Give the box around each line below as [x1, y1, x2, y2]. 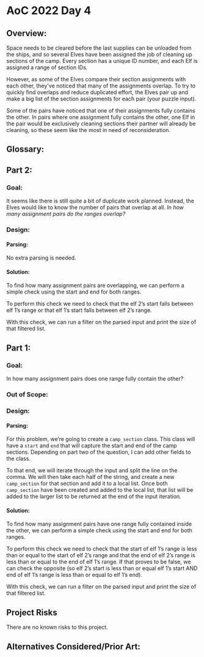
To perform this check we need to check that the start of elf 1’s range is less [6, 545, 197, 552]
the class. [6, 455, 31, 462]
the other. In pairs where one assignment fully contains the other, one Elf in [6, 114, 195, 121]
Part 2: [6, 165, 32, 175]
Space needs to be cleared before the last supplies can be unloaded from [6, 44, 192, 51]
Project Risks [6, 607, 57, 618]
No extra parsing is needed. [6, 254, 76, 262]
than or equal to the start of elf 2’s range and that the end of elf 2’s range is [6, 552, 195, 559]
